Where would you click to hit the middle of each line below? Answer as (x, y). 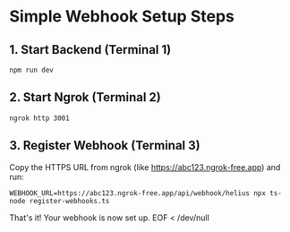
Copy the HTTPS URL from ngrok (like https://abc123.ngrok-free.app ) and (145, 167)
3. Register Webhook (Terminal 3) (105, 146)
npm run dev (31, 70)
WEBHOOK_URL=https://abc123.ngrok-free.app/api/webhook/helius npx (138, 193)
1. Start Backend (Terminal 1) (90, 50)
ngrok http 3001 (39, 118)
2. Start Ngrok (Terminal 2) (85, 97)
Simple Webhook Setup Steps (122, 17)
